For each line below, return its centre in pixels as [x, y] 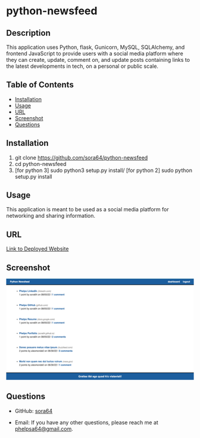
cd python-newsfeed [40, 164]
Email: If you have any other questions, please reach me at [87, 422]
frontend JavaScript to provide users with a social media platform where [95, 54]
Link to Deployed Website [37, 249]
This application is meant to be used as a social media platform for [88, 209]
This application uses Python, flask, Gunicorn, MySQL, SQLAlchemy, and [96, 47]
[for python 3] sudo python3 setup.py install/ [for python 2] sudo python [103, 170]
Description [28, 33]
